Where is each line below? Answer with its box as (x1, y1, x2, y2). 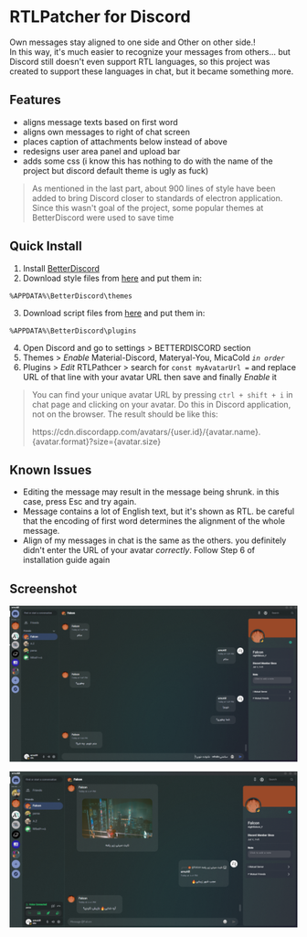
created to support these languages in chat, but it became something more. (9, 66, 294, 77)
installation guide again (22, 555, 111, 566)
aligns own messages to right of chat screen (22, 126, 190, 137)
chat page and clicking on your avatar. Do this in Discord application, (31, 399, 291, 410)
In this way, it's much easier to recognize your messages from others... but (9, 46, 291, 57)
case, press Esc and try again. (22, 496, 137, 507)
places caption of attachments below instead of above (22, 135, 228, 147)
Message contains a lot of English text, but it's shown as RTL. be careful (22, 506, 295, 517)
